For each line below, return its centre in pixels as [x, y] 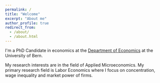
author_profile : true [27, 23]
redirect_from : [20, 28]
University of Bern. [24, 55]
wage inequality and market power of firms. [49, 75]
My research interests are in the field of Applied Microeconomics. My [75, 65]
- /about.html [24, 37]
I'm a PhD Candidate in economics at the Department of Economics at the [79, 50]
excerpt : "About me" [26, 18]
